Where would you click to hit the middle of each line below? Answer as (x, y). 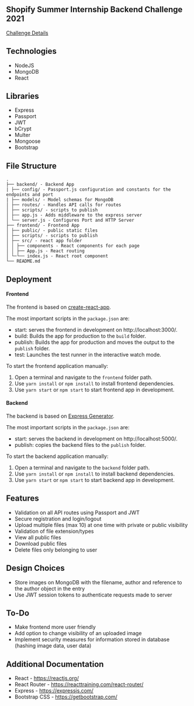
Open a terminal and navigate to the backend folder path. (82, 468)
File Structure (31, 166)
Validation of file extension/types (54, 531)
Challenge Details (27, 33)
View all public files (38, 537)
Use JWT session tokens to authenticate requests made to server (93, 595)
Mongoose (27, 141)
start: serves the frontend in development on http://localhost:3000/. (96, 329)
